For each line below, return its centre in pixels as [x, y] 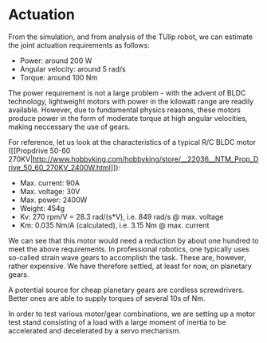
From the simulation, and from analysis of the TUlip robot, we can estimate [131, 37]
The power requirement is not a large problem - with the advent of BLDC [127, 92]
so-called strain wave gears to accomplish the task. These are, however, [127, 257]
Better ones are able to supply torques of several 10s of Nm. [107, 298]
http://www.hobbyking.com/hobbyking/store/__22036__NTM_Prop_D [145, 159]
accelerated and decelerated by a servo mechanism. [94, 330]
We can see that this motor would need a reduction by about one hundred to [133, 240]
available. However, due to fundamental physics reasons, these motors [125, 110]
